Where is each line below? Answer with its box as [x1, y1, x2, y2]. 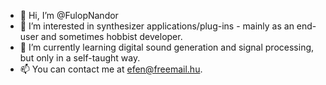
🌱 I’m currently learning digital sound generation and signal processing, [19, 41, 315, 53]
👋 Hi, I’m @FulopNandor [19, 10, 119, 21]
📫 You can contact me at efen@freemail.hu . [19, 63, 203, 75]
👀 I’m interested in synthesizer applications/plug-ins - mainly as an [19, 20, 295, 32]
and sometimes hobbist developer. [40, 31, 183, 42]
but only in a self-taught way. [19, 52, 141, 64]
